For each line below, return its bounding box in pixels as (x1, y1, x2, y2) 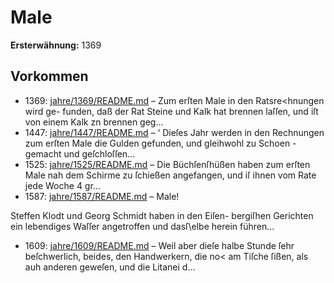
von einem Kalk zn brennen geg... (24, 116, 164, 128)
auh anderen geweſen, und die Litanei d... (24, 261, 196, 273)
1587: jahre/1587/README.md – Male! (24, 190, 180, 202)
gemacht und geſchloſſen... (24, 147, 136, 160)
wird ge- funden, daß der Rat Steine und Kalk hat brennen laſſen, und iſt (24, 105, 319, 117)
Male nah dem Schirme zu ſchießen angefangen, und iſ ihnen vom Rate (24, 169, 317, 181)
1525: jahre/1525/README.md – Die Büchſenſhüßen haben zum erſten (24, 158, 311, 170)
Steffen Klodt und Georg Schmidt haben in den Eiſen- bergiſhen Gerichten (10, 209, 314, 221)
